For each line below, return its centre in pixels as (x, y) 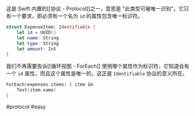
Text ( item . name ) (37, 90)
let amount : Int (37, 49)
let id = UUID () (37, 32)
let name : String (38, 38)
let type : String (38, 43)
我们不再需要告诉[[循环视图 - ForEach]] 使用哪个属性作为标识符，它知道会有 (98, 66)
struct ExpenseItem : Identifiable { (51, 27)
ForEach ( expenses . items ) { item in (50, 85)
